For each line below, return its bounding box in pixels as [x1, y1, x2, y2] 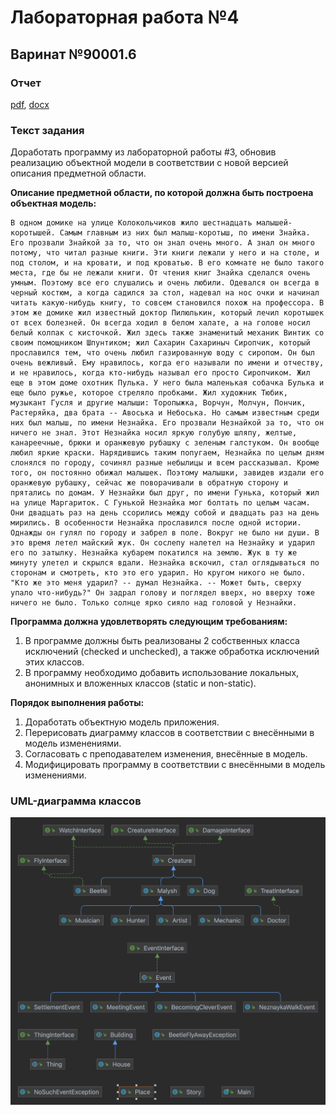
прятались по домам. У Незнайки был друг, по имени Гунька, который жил [10, 488, 320, 498]
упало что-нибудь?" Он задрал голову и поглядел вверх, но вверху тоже [10, 588, 315, 598]
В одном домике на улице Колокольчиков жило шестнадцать [10, 218, 253, 228]
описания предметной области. [10, 167, 147, 180]
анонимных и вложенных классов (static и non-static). [24, 677, 257, 690]
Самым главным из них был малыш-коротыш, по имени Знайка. [59, 228, 311, 238]
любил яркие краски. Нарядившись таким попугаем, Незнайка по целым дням [10, 448, 325, 458]
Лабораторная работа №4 [10, 6, 240, 29]
